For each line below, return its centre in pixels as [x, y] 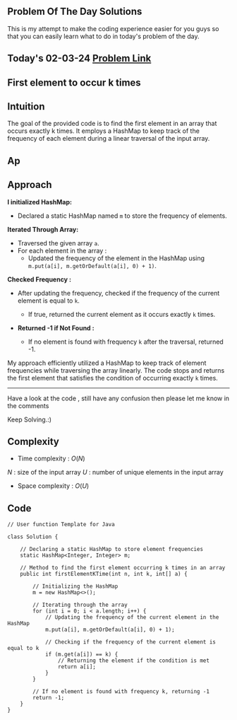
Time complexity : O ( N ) [51, 458]
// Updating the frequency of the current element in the [132, 617]
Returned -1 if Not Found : [56, 327]
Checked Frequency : [39, 279]
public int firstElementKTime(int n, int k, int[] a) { [104, 574]
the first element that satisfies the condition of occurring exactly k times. [113, 378]
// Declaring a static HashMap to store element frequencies [111, 550]
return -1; [49, 698]
